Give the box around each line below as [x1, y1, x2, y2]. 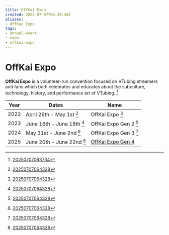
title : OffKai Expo [5, 7, 46, 13]
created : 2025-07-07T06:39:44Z [5, 12, 71, 17]
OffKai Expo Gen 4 [91, 138, 135, 145]
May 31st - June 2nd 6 [26, 129, 81, 137]
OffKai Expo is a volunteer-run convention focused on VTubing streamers [5, 78, 158, 84]
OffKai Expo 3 [91, 110, 123, 118]
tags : [5, 26, 17, 31]
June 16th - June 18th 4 [26, 119, 84, 127]
